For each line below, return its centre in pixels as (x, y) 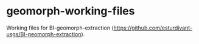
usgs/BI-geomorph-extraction (44, 34)
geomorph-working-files (71, 11)
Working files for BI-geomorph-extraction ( (60, 28)
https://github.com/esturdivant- (153, 28)
